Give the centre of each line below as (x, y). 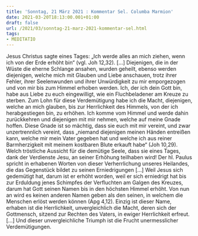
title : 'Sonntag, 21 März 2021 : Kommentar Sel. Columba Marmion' (90, 12)
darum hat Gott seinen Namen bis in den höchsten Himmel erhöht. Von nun (98, 189)
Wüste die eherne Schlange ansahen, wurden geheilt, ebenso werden (91, 69)
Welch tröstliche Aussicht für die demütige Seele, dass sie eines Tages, (93, 151)
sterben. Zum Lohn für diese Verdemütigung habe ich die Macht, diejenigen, (99, 100)
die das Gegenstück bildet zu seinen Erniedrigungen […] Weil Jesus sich (95, 170)
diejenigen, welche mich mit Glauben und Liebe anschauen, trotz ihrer (92, 75)
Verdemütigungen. (29, 227)
